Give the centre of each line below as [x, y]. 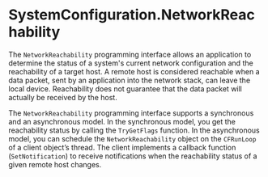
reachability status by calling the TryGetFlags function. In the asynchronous [134, 130]
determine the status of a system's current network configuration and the [131, 63]
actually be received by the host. [63, 97]
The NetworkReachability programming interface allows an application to [130, 54]
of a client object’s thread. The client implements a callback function [122, 147]
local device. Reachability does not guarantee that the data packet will [125, 88]
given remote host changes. [55, 164]
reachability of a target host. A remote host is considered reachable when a [134, 71]
